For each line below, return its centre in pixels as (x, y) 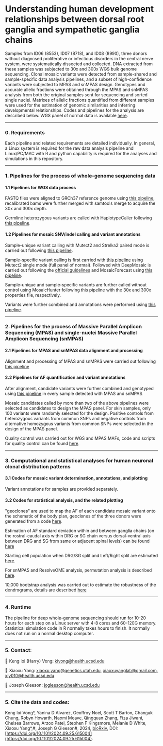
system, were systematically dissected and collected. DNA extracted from (79, 64)
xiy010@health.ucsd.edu (30, 675)
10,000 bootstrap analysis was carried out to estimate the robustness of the (81, 585)
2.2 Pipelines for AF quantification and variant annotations (65, 377)
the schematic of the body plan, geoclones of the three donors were (73, 516)
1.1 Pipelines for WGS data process (41, 187)
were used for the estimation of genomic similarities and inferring (70, 105)
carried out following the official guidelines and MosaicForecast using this (79, 270)
